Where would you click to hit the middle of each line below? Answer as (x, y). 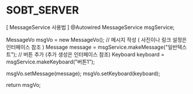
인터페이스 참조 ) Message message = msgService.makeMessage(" (87, 47)
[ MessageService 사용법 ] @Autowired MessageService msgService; (91, 27)
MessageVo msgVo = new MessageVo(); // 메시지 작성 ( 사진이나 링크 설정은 (97, 39)
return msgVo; (24, 85)
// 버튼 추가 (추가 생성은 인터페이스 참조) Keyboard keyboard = (91, 54)
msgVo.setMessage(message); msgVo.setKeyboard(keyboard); (83, 73)
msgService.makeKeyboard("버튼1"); (51, 62)
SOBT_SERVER (42, 10)
